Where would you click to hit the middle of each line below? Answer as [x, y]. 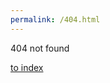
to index [27, 67]
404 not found [40, 48]
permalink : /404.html [55, 19]
